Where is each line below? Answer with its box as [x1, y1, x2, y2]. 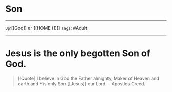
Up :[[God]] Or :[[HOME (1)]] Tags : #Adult [5, 25, 88, 31]
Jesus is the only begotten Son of [5, 48, 151, 59]
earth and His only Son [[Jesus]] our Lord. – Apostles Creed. [17, 80, 146, 87]
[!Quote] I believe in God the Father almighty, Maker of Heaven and [17, 75, 160, 81]
